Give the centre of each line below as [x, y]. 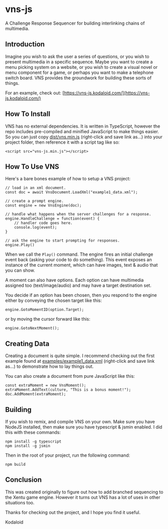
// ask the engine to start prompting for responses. [63, 241]
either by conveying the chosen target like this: [54, 300]
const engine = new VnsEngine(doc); [43, 205]
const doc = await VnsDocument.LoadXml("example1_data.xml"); [71, 192]
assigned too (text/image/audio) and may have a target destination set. [78, 285]
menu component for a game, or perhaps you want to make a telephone [79, 72]
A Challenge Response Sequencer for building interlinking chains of [75, 23]
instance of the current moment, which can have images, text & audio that [81, 265]
